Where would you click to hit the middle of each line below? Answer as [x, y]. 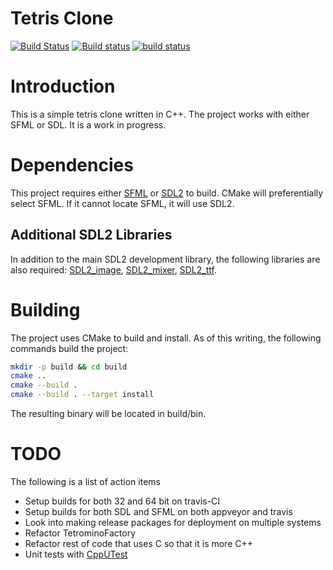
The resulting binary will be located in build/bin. [108, 414]
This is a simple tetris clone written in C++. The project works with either [160, 114]
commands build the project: [69, 348]
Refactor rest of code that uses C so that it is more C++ [139, 543]
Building [45, 309]
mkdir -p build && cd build [69, 367]
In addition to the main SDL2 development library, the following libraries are [165, 259]
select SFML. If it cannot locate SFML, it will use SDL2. [122, 203]
